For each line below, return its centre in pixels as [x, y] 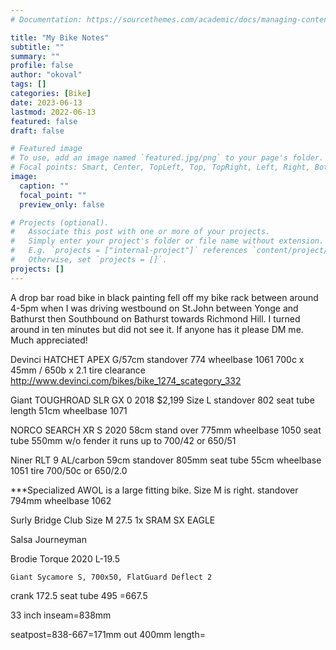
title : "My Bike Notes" [60, 37]
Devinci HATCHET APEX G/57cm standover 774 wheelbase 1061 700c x [157, 359]
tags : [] [28, 84]
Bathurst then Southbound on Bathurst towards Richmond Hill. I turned [155, 318]
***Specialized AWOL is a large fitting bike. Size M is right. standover [154, 490]
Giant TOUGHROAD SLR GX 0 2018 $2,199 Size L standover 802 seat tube [162, 400]
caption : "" [44, 186]
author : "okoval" [46, 75]
